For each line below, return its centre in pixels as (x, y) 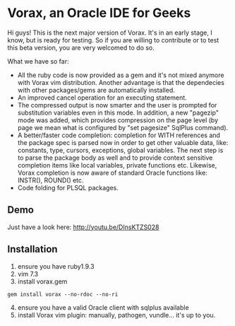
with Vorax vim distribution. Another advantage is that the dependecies (121, 82)
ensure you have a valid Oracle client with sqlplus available (103, 307)
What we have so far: (38, 61)
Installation (32, 249)
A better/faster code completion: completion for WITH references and (119, 135)
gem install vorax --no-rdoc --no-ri (63, 294)
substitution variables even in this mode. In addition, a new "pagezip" (118, 112)
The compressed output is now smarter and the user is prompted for (117, 105)
